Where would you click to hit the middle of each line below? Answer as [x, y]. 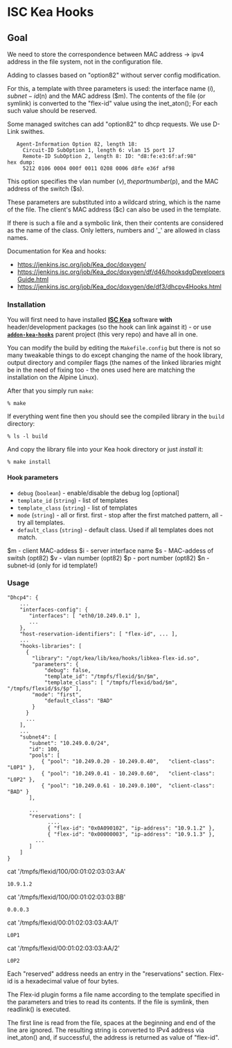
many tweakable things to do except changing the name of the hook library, [115, 355]
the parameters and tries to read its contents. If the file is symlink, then [108, 1002]
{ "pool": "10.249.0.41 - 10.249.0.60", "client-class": [128, 773]
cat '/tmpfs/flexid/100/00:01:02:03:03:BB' [66, 897]
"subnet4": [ [38, 737]
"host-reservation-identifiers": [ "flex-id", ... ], [99, 634]
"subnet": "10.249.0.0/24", [69, 743]
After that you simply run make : [50, 391]
